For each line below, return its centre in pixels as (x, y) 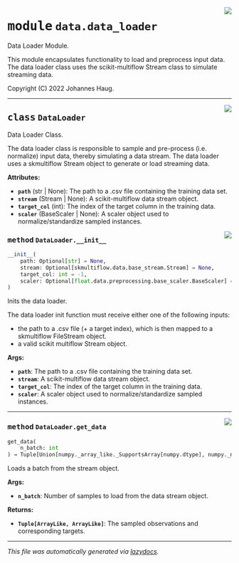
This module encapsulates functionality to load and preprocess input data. (116, 59)
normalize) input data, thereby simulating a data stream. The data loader (113, 156)
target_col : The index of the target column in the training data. (110, 386)
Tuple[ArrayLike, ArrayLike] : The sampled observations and (108, 524)
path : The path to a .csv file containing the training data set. (105, 372)
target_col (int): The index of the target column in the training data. (116, 206)
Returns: (21, 510)
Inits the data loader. (37, 301)
